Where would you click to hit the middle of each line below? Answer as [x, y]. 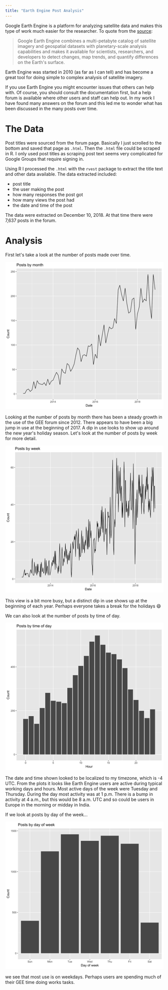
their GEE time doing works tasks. [40, 982]
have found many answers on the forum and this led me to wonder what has [84, 103]
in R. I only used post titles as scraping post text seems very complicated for [84, 153]
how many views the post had [43, 200]
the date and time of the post [42, 205]
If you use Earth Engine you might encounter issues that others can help [80, 87]
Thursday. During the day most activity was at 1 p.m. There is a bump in [79, 794]
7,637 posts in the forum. [31, 220]
